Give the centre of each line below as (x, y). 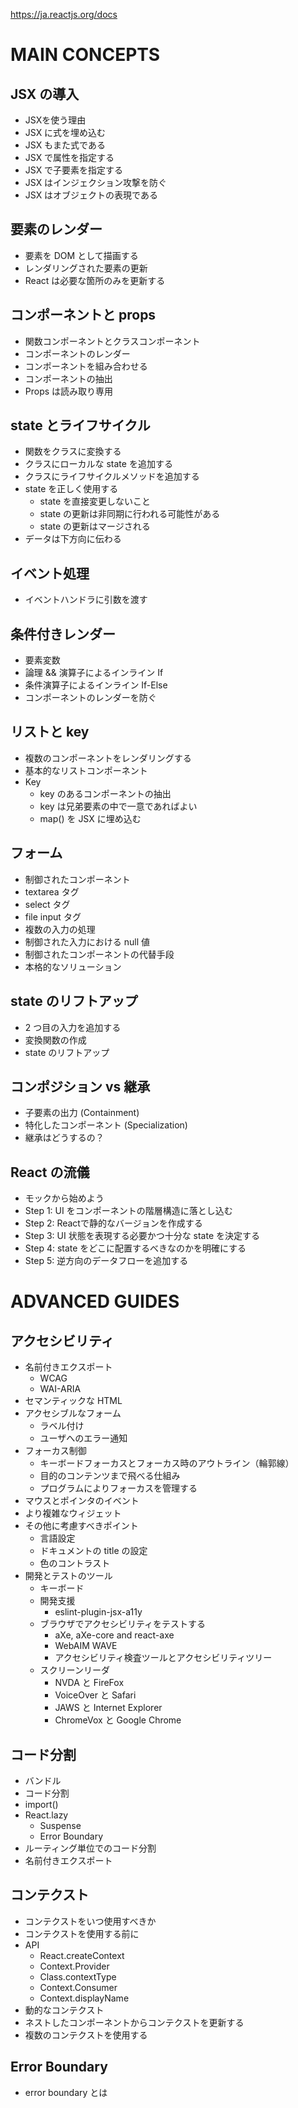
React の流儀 (50, 1172)
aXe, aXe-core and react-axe (114, 1635)
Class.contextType (78, 1976)
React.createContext (82, 1955)
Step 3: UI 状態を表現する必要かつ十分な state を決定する (142, 1236)
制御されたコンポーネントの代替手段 (99, 954)
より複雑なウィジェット (73, 1513)
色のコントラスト (75, 1563)
